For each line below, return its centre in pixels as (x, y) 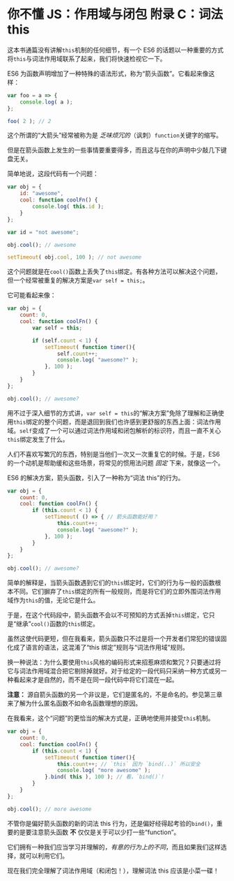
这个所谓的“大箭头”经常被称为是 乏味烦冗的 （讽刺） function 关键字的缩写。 (115, 135)
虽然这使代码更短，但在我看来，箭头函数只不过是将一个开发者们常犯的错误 (114, 639)
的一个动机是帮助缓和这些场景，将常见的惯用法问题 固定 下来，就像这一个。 (116, 463)
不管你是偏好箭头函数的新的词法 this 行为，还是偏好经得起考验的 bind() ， (112, 823)
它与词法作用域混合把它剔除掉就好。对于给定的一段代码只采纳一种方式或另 (114, 671)
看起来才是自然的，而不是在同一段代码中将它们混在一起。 (95, 680)
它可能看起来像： (32, 295)
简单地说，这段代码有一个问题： (53, 174)
